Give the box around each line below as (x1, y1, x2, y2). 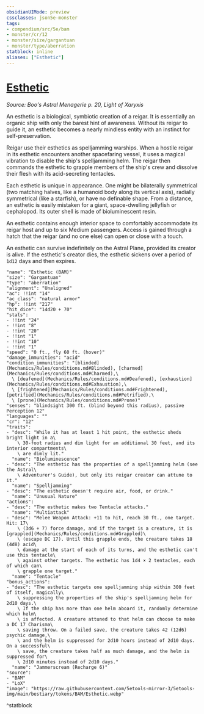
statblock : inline (6, 49, 53, 55)
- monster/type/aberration (6, 43, 75, 49)
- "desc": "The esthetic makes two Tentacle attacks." (6, 504, 149, 510)
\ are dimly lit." (17, 450, 64, 456)
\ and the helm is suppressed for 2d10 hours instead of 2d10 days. (17, 637, 195, 644)
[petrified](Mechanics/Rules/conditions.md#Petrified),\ (6, 392, 155, 398)
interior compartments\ (6, 445, 67, 452)
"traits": (6, 424, 32, 430)
